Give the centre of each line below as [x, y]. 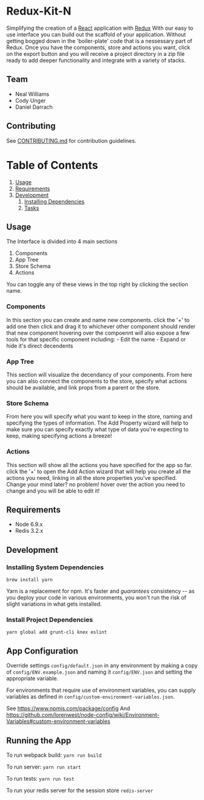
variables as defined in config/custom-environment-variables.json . [90, 697]
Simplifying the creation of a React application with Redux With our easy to [100, 28]
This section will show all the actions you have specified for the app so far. [100, 465]
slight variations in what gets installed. [54, 604]
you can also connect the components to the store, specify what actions [97, 381]
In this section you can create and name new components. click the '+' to [98, 320]
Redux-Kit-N [39, 11]
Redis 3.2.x [29, 531]
